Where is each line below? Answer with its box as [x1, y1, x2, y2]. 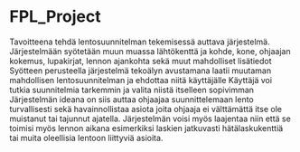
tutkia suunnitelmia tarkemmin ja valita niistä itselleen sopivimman [9, 84, 255, 95]
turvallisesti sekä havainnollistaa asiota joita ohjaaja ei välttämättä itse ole [9, 103, 283, 114]
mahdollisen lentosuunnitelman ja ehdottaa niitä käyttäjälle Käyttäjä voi [9, 74, 273, 85]
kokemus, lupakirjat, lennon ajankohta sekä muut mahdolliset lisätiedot [9, 55, 273, 66]
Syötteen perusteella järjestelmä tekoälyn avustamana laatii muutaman [9, 65, 272, 76]
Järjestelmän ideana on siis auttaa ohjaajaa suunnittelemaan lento [9, 93, 255, 105]
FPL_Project [9, 6, 101, 27]
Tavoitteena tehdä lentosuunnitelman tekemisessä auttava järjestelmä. [9, 36, 270, 47]
